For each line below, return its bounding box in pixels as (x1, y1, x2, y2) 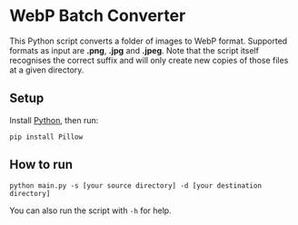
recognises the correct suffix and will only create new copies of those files (9, 54, 289, 65)
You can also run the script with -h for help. (9, 205, 172, 216)
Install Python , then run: (9, 114, 99, 125)
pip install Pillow (9, 132, 84, 142)
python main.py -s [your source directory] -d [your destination (9, 181, 262, 191)
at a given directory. (9, 64, 84, 75)
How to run (9, 157, 74, 172)
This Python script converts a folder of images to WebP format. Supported (9, 35, 288, 46)
